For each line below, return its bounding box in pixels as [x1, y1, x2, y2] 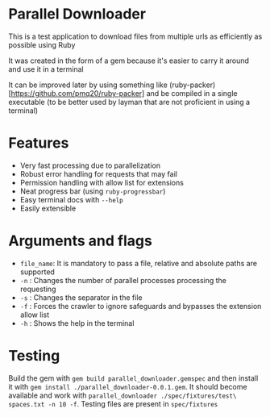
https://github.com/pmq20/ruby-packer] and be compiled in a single [10, 88, 238, 98]
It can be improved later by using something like [8, 80, 168, 90]
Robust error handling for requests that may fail [19, 169, 177, 178]
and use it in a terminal [8, 64, 84, 73]
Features [8, 134, 69, 152]
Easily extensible [19, 203, 77, 213]
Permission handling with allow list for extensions [19, 177, 184, 187]
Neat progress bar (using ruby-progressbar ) [19, 186, 166, 196]
